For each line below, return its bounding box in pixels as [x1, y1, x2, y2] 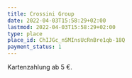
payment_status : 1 [7, 43, 62, 50]
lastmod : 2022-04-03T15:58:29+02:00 [7, 23, 116, 30]
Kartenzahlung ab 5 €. [7, 63, 72, 71]
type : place [7, 30, 43, 38]
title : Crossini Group [7, 10, 75, 18]
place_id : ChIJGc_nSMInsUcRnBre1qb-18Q [7, 37, 126, 44]
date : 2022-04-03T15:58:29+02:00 [7, 17, 106, 24]
